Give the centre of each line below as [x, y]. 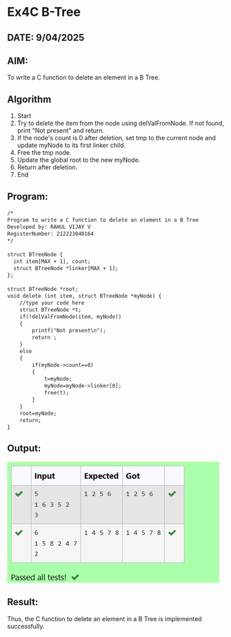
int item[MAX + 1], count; [52, 262]
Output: [24, 449]
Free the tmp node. [44, 153]
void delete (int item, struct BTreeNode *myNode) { [84, 296]
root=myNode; [38, 414]
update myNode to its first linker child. [71, 145]
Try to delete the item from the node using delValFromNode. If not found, [120, 123]
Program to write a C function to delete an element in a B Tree [103, 220]
